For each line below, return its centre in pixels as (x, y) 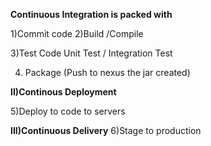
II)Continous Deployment (63, 92)
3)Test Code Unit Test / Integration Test (91, 53)
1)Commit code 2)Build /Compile (77, 33)
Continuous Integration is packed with (91, 14)
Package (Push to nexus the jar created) (107, 72)
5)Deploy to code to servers (68, 111)
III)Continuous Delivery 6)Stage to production (106, 130)
